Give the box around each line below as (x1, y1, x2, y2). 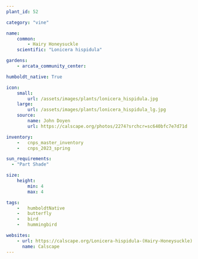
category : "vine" (6, 19, 49, 26)
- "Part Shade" (11, 161, 49, 167)
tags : (6, 199, 20, 205)
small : (17, 90, 33, 96)
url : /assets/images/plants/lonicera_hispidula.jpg (27, 96, 159, 102)
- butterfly (17, 211, 52, 217)
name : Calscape (21, 244, 60, 249)
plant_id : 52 (6, 8, 39, 15)
